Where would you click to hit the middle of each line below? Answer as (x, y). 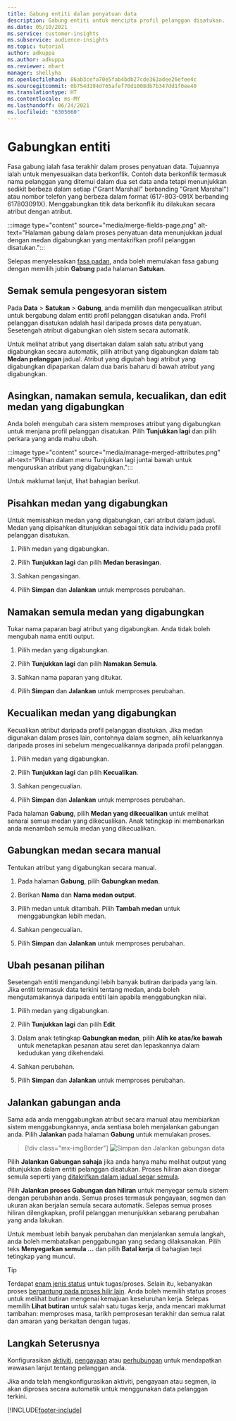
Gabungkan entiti (59, 147)
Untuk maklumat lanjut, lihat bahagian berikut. (74, 481)
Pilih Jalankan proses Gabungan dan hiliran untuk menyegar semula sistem (118, 1191)
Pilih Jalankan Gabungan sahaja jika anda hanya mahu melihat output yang (117, 1162)
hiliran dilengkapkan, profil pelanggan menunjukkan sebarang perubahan (113, 1213)
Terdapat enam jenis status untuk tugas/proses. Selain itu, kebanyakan (110, 1284)
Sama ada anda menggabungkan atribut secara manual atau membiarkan (114, 1119)
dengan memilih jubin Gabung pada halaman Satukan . (87, 268)
